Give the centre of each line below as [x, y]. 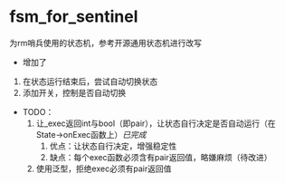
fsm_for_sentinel [74, 17]
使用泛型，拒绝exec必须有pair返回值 [104, 169]
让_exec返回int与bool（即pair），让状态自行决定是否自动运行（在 [156, 123]
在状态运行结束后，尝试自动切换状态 [90, 81]
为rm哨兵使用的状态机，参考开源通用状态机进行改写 [105, 43]
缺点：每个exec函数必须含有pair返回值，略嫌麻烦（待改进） [161, 157]
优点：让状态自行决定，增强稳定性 [113, 146]
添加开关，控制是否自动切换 [74, 92]
